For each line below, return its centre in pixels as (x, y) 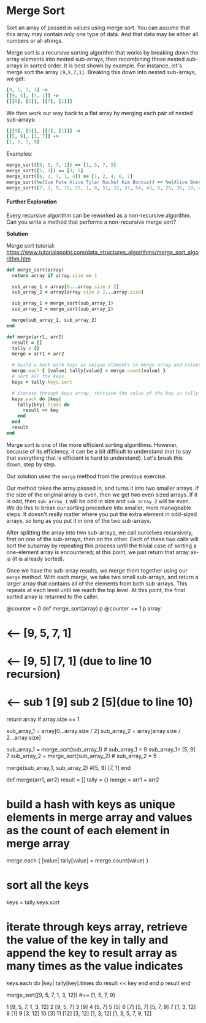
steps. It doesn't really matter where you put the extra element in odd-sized (102, 514)
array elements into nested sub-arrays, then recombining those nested (96, 59)
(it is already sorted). (38, 558)
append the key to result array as (92, 953)
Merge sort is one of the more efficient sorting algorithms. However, (92, 444)
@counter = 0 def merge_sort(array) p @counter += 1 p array (84, 608)
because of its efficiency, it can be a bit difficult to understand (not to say (99, 451)
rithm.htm (19, 259)
